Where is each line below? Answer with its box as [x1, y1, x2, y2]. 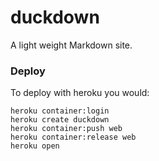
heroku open [10, 141, 60, 151]
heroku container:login [10, 106, 110, 116]
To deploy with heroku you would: [10, 87, 150, 99]
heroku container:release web [10, 132, 137, 143]
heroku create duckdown [10, 115, 110, 125]
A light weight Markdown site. [10, 39, 133, 51]
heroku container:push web [10, 124, 123, 134]
